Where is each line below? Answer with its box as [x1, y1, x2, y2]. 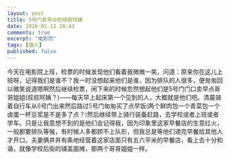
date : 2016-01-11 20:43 [7, 23, 75, 29]
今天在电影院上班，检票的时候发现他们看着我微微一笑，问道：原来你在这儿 [7, 68, 217, 76]
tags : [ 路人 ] [7, 42, 42, 48]
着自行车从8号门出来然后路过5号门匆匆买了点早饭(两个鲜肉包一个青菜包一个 [7, 102, 220, 110]
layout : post [7, 10, 44, 17]
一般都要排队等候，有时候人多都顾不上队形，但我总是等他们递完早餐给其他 [7, 127, 217, 135]
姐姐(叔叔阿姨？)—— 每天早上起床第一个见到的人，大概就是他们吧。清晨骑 [12, 93, 222, 101]
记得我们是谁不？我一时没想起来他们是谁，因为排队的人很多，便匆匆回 [25, 76, 223, 84]
